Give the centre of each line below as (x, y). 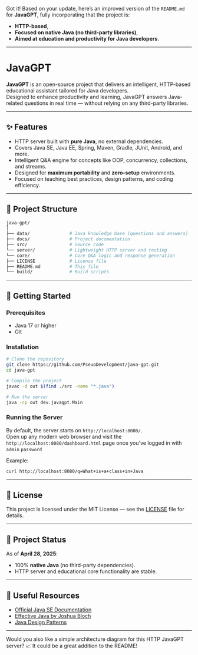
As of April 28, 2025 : (32, 554)
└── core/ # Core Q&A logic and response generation (91, 256)
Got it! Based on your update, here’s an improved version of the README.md (95, 9)
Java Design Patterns (41, 622)
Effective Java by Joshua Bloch (53, 616)
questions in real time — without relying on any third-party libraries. (106, 103)
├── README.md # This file (52, 267)
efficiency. (27, 185)
